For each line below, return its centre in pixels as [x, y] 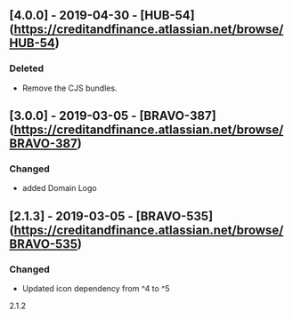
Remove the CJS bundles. [69, 88]
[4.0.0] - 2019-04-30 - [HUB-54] [102, 16]
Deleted [27, 68]
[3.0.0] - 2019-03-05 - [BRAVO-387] [113, 116]
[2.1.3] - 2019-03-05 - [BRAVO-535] [111, 216]
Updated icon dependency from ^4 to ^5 [96, 289]
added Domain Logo [59, 188]
